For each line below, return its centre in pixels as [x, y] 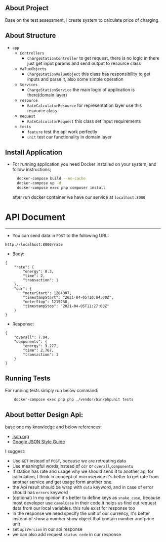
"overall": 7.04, [32, 337]
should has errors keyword [40, 492]
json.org [21, 436]
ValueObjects [33, 69]
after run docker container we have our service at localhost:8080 [79, 197]
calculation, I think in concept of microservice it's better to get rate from [85, 476]
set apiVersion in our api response [47, 529]
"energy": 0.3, [39, 271]
